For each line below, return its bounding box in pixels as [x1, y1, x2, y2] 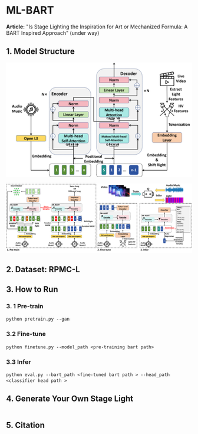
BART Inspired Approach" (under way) [6, 29, 100, 36]
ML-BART [6, 4, 54, 17]
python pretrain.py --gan [6, 316, 70, 322]
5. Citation [6, 420, 45, 430]
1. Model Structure [6, 47, 75, 57]
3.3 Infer [6, 358, 31, 366]
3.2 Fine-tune [6, 330, 46, 338]
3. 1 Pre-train [6, 302, 44, 311]
